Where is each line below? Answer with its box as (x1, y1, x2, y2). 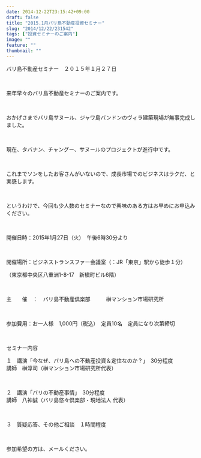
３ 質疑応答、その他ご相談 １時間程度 (6, 421, 106, 428)
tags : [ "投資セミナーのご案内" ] (6, 31, 78, 37)
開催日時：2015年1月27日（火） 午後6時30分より (6, 234, 128, 241)
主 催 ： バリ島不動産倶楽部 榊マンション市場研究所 (6, 295, 164, 303)
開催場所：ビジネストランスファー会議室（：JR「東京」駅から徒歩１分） (6, 258, 186, 265)
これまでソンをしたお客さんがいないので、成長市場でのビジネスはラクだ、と (6, 170, 196, 177)
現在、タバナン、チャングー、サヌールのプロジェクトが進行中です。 (6, 145, 174, 153)
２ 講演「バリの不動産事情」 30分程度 (6, 388, 105, 396)
